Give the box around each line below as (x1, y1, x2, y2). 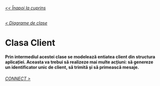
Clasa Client (5, 37, 55, 49)
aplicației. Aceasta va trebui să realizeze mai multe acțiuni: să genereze (5, 59, 153, 65)
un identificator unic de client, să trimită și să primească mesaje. (5, 64, 139, 70)
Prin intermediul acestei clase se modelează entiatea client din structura (5, 54, 156, 59)
